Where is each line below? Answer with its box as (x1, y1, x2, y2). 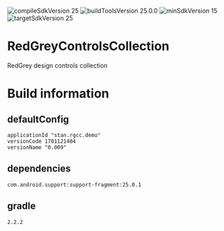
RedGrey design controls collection (7, 61, 108, 70)
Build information (7, 86, 110, 102)
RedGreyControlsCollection (7, 38, 170, 54)
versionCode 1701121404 (7, 138, 77, 145)
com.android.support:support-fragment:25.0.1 (7, 181, 141, 188)
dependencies (7, 163, 71, 175)
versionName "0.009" (7, 143, 67, 151)
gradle (7, 200, 36, 212)
